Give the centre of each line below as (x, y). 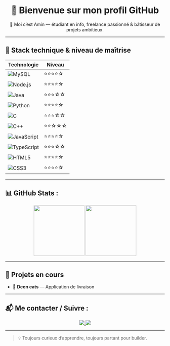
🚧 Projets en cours (35, 274)
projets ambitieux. (85, 29)
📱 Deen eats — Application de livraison (53, 287)
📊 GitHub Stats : (32, 193)
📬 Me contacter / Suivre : (47, 308)
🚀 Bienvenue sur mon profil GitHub (85, 10)
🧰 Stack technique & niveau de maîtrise (68, 50)
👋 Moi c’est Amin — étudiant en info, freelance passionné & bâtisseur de (85, 24)
